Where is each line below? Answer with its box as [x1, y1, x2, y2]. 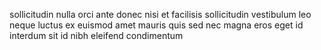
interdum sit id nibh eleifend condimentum [9, 30, 184, 41]
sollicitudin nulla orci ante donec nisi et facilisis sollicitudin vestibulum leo [9, 9, 312, 20]
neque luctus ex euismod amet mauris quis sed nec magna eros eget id [9, 19, 304, 31]
